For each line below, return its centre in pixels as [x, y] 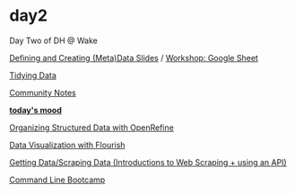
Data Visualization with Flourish [67, 145]
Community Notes [43, 93]
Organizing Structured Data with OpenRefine [92, 128]
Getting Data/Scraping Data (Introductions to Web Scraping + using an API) [148, 162]
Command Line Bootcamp [57, 180]
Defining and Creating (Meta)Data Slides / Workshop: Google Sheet [134, 57]
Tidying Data [33, 75]
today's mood [36, 110]
